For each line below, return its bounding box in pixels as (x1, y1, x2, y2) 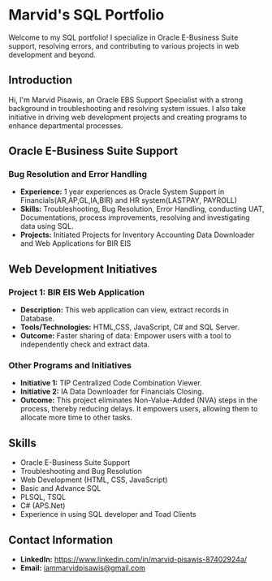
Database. (19, 314, 55, 324)
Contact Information (8, 533, 114, 547)
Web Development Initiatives (8, 262, 158, 276)
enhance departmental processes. (8, 120, 123, 131)
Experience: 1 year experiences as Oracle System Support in (19, 187, 225, 196)
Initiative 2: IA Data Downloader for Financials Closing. (19, 387, 205, 397)
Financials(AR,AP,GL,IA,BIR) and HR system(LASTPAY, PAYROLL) (19, 196, 238, 205)
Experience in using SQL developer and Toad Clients (19, 510, 196, 519)
